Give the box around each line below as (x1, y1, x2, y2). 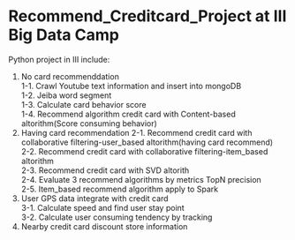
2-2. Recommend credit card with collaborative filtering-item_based (20, 146, 269, 156)
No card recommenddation (20, 71, 120, 81)
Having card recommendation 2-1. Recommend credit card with (20, 127, 253, 138)
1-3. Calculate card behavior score (20, 99, 147, 109)
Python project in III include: (8, 54, 110, 64)
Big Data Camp (8, 25, 120, 45)
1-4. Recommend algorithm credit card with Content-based (20, 109, 236, 119)
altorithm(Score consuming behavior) (20, 117, 158, 129)
